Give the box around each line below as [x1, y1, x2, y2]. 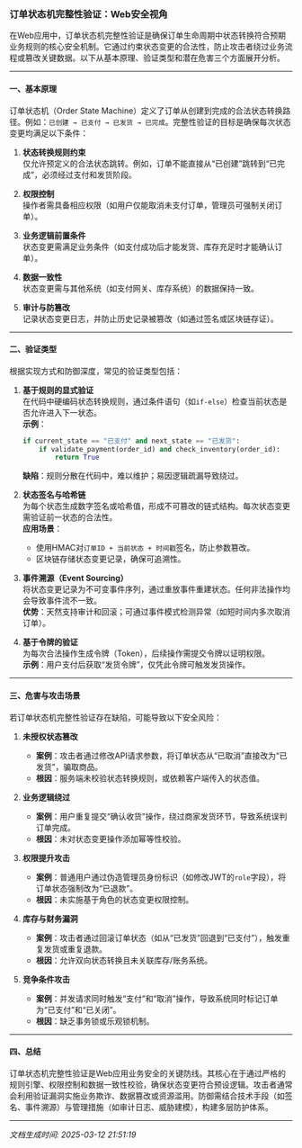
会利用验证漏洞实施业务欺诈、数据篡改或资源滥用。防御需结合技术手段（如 [9, 1090, 285, 1101]
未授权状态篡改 [22, 731, 78, 741]
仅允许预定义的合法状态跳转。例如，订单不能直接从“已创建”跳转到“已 [22, 157, 278, 168]
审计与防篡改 [22, 301, 70, 312]
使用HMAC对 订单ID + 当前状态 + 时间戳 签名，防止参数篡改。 [35, 543, 255, 553]
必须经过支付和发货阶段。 [41, 169, 137, 180]
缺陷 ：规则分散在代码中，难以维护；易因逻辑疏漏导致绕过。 [22, 471, 244, 481]
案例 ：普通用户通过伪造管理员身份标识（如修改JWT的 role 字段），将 [35, 871, 287, 883]
